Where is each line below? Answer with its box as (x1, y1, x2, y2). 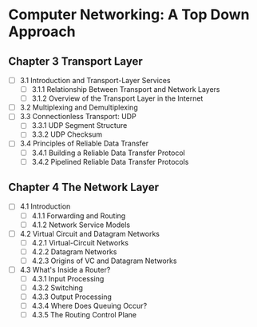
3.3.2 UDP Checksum (31, 130, 103, 139)
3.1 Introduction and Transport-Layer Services (19, 76, 171, 85)
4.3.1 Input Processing (31, 273, 105, 283)
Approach (8, 22, 76, 41)
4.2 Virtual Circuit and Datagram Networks (19, 229, 160, 238)
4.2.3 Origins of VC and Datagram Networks (31, 256, 177, 265)
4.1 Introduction (19, 201, 71, 211)
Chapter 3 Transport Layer (8, 54, 143, 68)
